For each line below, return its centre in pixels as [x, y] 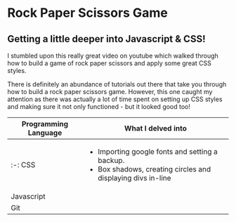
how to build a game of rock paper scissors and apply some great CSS [110, 63]
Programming [45, 124]
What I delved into [156, 128]
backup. [111, 161]
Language [45, 133]
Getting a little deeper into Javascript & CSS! [106, 39]
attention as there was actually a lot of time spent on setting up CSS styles [115, 99]
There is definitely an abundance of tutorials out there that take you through [117, 84]
